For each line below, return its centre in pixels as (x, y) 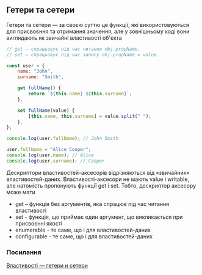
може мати (21, 192)
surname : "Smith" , (41, 77)
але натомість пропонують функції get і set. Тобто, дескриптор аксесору (101, 185)
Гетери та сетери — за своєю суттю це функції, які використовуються (98, 24)
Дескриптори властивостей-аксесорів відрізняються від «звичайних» (98, 172)
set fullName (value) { (46, 110)
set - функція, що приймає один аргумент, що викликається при (99, 217)
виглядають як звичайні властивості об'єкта (64, 38)
